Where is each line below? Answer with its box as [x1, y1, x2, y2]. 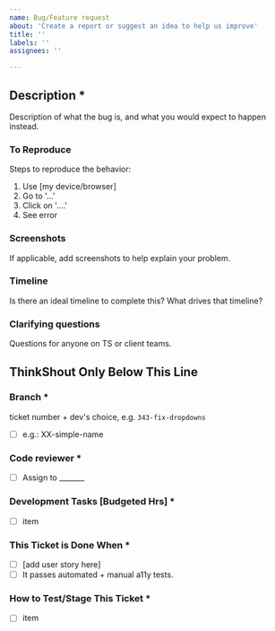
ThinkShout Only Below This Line [9, 364, 199, 380]
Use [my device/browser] [21, 181, 116, 192]
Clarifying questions [9, 318, 100, 330]
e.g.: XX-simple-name [21, 428, 104, 440]
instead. [9, 120, 39, 131]
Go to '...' [21, 190, 56, 202]
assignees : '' [9, 47, 63, 56]
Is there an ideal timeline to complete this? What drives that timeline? [9, 295, 263, 306]
